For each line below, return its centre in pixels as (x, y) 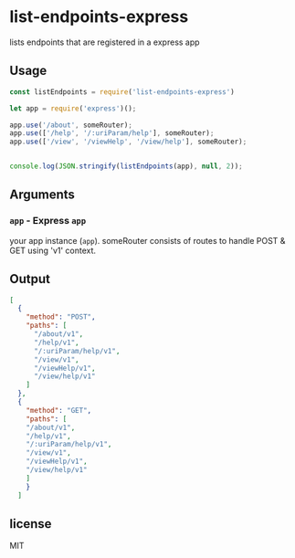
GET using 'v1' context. (53, 250)
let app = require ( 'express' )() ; (73, 108)
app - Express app (48, 221)
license (31, 524)
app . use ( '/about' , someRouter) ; (71, 125)
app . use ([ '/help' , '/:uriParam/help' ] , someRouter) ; (112, 133)
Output (30, 279)
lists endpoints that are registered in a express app (105, 42)
